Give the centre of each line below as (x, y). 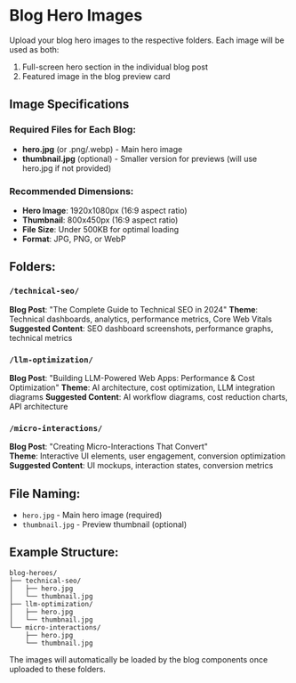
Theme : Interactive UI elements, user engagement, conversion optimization (148, 456)
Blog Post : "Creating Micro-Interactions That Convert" (109, 447)
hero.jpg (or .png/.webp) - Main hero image (102, 149)
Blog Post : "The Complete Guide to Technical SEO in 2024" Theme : (134, 309)
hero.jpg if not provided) (67, 168)
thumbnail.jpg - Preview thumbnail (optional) (104, 524)
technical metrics (41, 337)
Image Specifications (69, 105)
